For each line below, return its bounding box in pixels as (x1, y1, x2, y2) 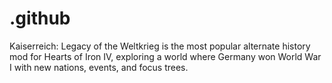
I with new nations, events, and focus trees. (9, 61, 189, 73)
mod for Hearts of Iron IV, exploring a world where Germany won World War (9, 50, 322, 62)
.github (9, 7, 71, 30)
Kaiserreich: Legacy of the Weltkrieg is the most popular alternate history (9, 40, 311, 52)
